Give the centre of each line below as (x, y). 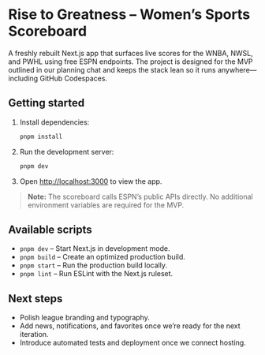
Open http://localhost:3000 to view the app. (91, 181)
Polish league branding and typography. (84, 318)
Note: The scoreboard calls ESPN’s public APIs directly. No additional (140, 196)
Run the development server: (67, 151)
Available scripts (50, 229)
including (23, 78)
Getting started (47, 103)
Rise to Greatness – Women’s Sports (129, 15)
